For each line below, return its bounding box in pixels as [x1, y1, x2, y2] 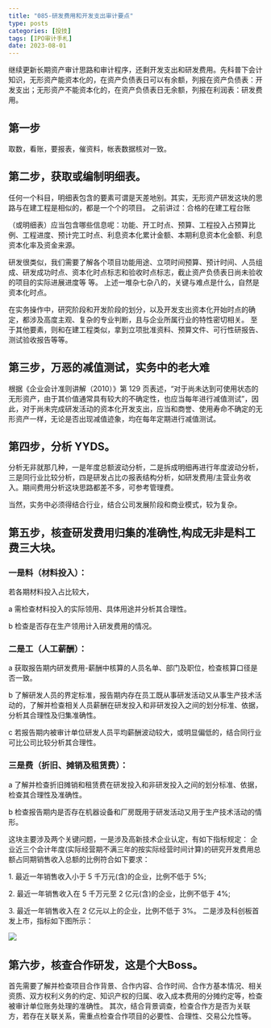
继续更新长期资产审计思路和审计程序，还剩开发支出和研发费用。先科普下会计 [8, 65, 263, 75]
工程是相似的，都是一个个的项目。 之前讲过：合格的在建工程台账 [35, 202, 251, 212]
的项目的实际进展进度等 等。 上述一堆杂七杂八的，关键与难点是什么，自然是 [8, 277, 260, 287]
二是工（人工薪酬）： [8, 643, 87, 654]
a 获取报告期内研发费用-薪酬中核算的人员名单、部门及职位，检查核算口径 [8, 663, 252, 673]
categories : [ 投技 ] [8, 27, 72, 35]
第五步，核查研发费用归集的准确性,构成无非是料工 [8, 526, 256, 539]
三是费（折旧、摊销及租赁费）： [8, 760, 129, 771]
